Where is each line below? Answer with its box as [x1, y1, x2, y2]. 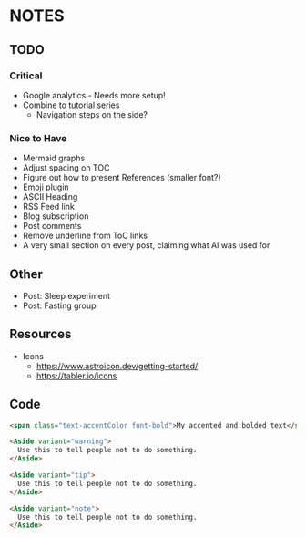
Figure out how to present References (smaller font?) [22, 172, 221, 183]
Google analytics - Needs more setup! [22, 89, 166, 100]
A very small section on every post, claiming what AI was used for [22, 240, 270, 251]
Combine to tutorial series [22, 99, 120, 110]
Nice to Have [9, 131, 67, 144]
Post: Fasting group [22, 300, 97, 311]
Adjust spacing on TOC [22, 162, 110, 173]
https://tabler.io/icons [36, 370, 117, 381]
